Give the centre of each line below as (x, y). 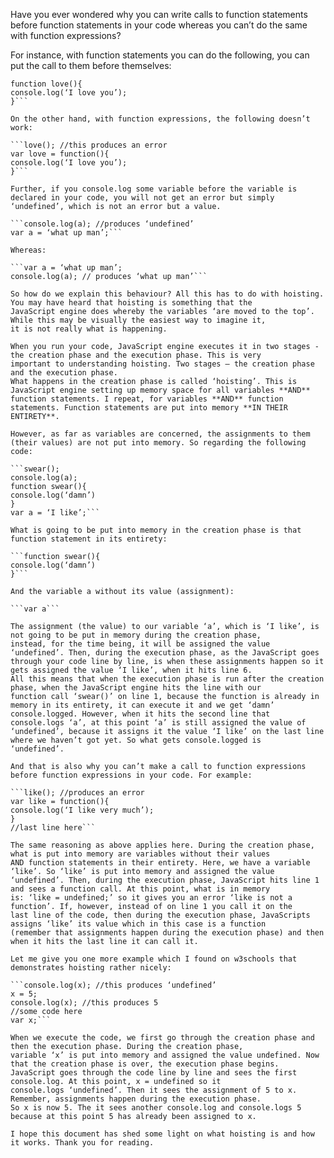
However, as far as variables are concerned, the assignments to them (160, 434)
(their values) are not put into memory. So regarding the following (158, 443)
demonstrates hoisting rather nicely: (91, 968)
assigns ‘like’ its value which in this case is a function (138, 924)
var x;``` (31, 1020)
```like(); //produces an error (77, 793)
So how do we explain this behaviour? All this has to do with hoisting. (167, 294)
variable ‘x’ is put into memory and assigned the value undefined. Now (165, 1055)
